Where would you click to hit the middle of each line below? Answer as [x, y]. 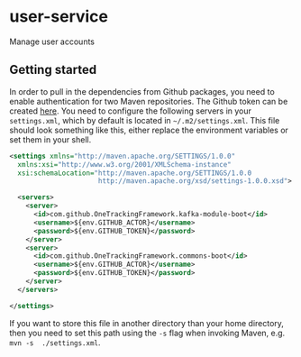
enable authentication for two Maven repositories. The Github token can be [149, 101]
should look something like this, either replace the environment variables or [149, 130]
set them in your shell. [50, 139]
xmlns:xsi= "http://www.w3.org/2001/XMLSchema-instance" [124, 164]
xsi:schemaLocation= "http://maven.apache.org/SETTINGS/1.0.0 [135, 173]
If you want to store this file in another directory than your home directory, [146, 323]
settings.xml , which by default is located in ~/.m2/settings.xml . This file [145, 120]
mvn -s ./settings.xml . [55, 342]
